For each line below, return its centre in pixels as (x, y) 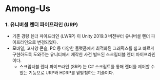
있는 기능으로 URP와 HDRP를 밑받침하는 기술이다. (67, 73)
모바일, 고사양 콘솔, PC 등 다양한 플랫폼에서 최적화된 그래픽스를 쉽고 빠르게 (83, 48)
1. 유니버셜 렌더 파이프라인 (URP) (41, 25)
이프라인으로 (24, 42)
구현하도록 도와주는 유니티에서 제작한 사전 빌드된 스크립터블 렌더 (73, 55)
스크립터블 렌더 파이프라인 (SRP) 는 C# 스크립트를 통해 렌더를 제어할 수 (87, 67)
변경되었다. (48, 42)
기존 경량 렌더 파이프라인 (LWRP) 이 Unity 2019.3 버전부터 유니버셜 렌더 (81, 36)
